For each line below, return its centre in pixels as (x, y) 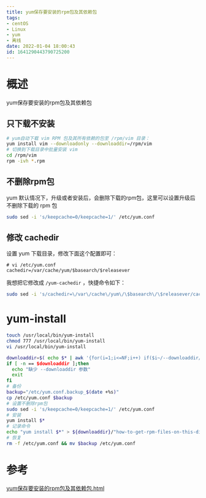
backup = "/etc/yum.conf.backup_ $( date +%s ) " (63, 392)
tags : (13, 18)
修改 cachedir (33, 237)
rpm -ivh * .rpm (26, 161)
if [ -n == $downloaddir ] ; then (48, 364)
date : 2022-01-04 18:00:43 (41, 47)
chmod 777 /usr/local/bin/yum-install (56, 341)
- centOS (17, 23)
